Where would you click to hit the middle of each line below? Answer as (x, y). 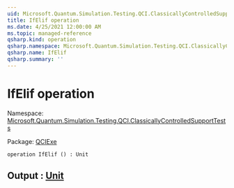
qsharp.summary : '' (36, 59)
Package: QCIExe (32, 141)
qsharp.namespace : (34, 46)
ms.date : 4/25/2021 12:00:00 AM (54, 27)
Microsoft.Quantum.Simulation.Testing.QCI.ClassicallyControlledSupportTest (117, 120)
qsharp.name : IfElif (37, 53)
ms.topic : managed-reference (49, 33)
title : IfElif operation (43, 20)
